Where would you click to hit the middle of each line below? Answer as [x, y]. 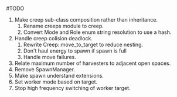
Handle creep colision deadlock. [53, 38]
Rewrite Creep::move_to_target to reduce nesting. [83, 44]
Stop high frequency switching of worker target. [72, 88]
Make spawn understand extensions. [59, 76]
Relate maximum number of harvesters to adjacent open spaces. [93, 63]
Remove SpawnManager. [45, 69]
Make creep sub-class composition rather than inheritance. [86, 20]
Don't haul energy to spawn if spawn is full [75, 51]
